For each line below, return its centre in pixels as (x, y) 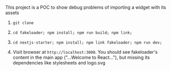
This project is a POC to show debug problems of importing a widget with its (86, 7)
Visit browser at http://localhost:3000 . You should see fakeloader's (85, 52)
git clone (23, 23)
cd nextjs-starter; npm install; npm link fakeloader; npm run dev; (87, 43)
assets (12, 13)
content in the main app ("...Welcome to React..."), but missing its (81, 57)
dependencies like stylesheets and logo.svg (59, 63)
